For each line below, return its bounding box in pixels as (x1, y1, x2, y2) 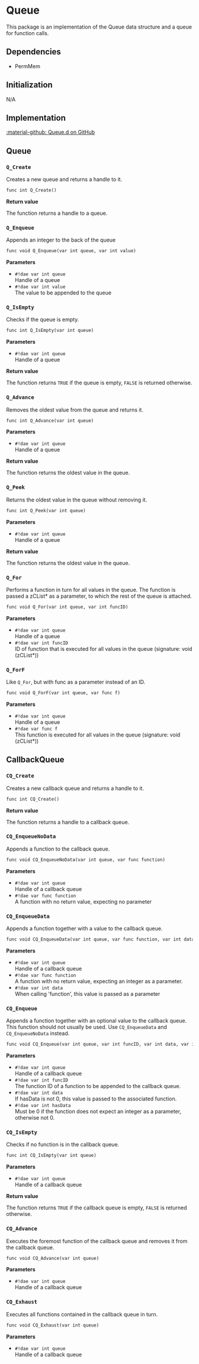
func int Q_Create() (6, 187, 57, 193)
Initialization (6, 80, 53, 90)
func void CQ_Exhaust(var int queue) (6, 1322, 99, 1328)
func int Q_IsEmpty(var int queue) (6, 328, 94, 334)
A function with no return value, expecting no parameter (14, 898, 152, 905)
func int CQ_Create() (6, 796, 60, 802)
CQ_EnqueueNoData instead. (6, 1030, 70, 1037)
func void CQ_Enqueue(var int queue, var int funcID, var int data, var (6, 1042, 190, 1048)
